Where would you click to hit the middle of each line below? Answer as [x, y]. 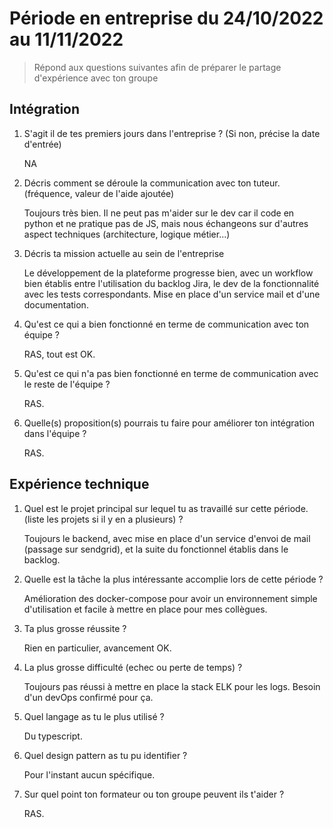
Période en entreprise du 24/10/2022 [166, 18]
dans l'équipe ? [55, 433]
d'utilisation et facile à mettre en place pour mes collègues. [145, 609]
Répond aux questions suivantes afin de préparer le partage [157, 67]
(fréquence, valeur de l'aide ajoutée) [99, 193]
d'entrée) [42, 144]
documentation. [56, 304]
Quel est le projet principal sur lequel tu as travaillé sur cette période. [166, 508]
